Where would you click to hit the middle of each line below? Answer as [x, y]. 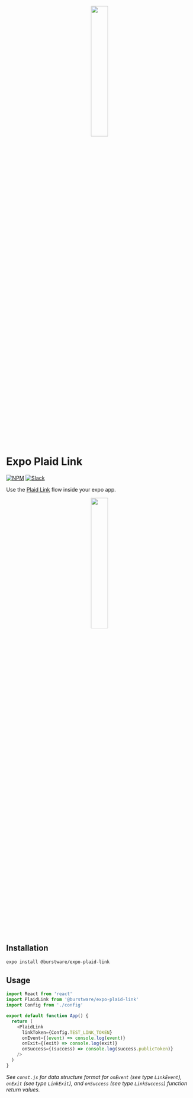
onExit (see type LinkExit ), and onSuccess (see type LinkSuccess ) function [97, 1083]
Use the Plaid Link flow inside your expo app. [61, 489]
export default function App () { [47, 1016]
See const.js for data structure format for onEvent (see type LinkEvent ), [94, 1077]
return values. [23, 1089]
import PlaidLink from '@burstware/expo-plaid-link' [73, 1000]
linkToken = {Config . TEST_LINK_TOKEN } [67, 1032]
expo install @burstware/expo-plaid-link [58, 962]
